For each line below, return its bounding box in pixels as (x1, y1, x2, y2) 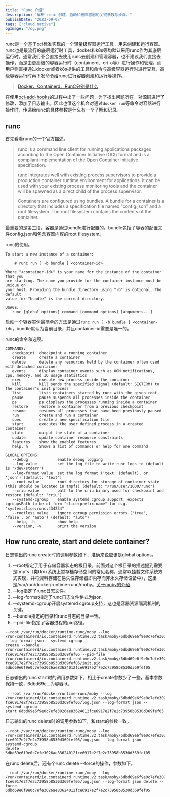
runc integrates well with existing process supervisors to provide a (17, 172, 156, 178)
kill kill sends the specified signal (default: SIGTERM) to (12, 381, 159, 387)
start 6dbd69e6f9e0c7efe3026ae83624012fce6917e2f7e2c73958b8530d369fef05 (5, 708, 164, 714)
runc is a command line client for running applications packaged (17, 146, 152, 152)
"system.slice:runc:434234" (5, 505, 65, 511)
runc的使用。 (5, 241, 33, 247)
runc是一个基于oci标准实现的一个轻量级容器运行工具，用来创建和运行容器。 (5, 41, 163, 47)
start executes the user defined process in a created (12, 421, 144, 426)
